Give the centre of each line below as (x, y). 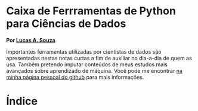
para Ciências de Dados (66, 24)
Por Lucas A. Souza (31, 40)
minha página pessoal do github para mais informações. (75, 77)
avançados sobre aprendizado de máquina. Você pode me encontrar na (95, 70)
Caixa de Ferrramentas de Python (91, 11)
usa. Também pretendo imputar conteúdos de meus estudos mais (87, 64)
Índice (22, 101)
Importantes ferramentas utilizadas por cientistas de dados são (84, 51)
